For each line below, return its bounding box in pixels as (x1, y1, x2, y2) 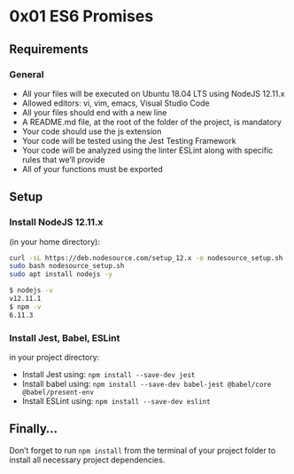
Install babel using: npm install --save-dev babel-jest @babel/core (21, 378, 272, 389)
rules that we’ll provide (21, 154, 105, 165)
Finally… (9, 422, 58, 437)
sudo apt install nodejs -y (9, 270, 113, 279)
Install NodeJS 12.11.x (9, 216, 104, 228)
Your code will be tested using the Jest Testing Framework (21, 135, 236, 146)
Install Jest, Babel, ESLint (9, 331, 120, 344)
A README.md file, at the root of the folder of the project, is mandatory (21, 116, 282, 127)
